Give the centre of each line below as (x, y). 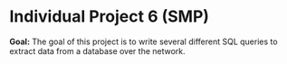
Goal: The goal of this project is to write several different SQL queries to (143, 41)
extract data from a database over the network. (97, 50)
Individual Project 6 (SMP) (110, 17)
